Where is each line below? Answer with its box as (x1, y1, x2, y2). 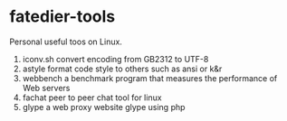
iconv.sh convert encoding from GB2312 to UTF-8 (22, 53, 209, 64)
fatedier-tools (9, 6, 116, 27)
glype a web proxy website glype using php (22, 101, 186, 112)
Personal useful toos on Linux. (9, 36, 122, 47)
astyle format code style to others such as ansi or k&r (22, 63, 223, 74)
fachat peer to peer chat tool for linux (22, 92, 162, 103)
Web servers (22, 82, 71, 93)
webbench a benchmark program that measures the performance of (22, 72, 278, 83)
